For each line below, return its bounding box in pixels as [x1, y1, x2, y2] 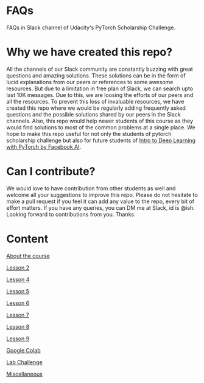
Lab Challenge [6, 358, 43, 366]
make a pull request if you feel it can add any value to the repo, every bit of [6, 198, 195, 205]
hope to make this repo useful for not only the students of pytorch [6, 130, 172, 137]
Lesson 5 [6, 287, 29, 295]
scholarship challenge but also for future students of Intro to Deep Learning [6, 137, 196, 144]
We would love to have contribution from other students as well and [6, 184, 176, 192]
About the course [6, 252, 50, 259]
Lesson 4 [6, 276, 30, 283]
